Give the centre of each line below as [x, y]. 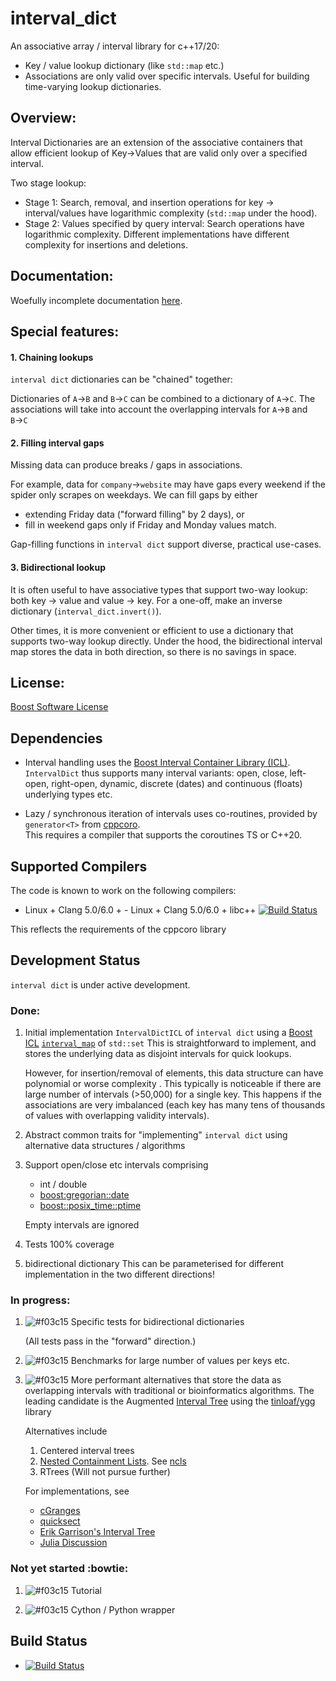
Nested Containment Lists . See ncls [113, 1461]
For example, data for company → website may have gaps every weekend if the [168, 484]
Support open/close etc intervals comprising [116, 1165]
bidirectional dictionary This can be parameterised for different [154, 1264]
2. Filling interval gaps [57, 443]
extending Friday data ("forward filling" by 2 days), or [134, 514]
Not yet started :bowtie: [69, 1569]
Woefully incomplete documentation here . [96, 300]
